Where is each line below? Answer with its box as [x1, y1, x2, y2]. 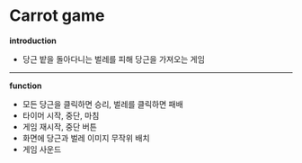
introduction [9, 35, 57, 46]
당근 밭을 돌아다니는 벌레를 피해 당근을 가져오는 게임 [22, 53, 205, 64]
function [9, 80, 42, 91]
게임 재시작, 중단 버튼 [22, 121, 97, 131]
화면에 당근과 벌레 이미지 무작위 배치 [22, 132, 150, 143]
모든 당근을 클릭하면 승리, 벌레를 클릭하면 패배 [22, 98, 184, 109]
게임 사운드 [22, 143, 62, 154]
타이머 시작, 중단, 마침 [22, 110, 100, 121]
